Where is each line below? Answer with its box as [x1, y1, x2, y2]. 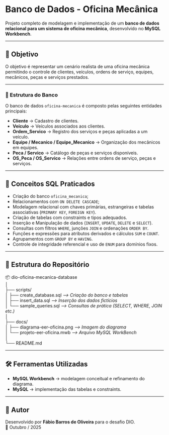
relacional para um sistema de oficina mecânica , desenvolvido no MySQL [5, 25, 161, 31]
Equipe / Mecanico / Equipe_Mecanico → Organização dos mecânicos [12, 139, 160, 145]
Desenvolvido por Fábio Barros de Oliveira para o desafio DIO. [5, 419, 135, 425]
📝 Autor [5, 405, 30, 414]
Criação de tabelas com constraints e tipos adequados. [12, 214, 127, 221]
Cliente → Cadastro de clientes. [12, 118, 79, 124]
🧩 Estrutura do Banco [5, 91, 58, 98]
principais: [5, 108, 27, 114]
